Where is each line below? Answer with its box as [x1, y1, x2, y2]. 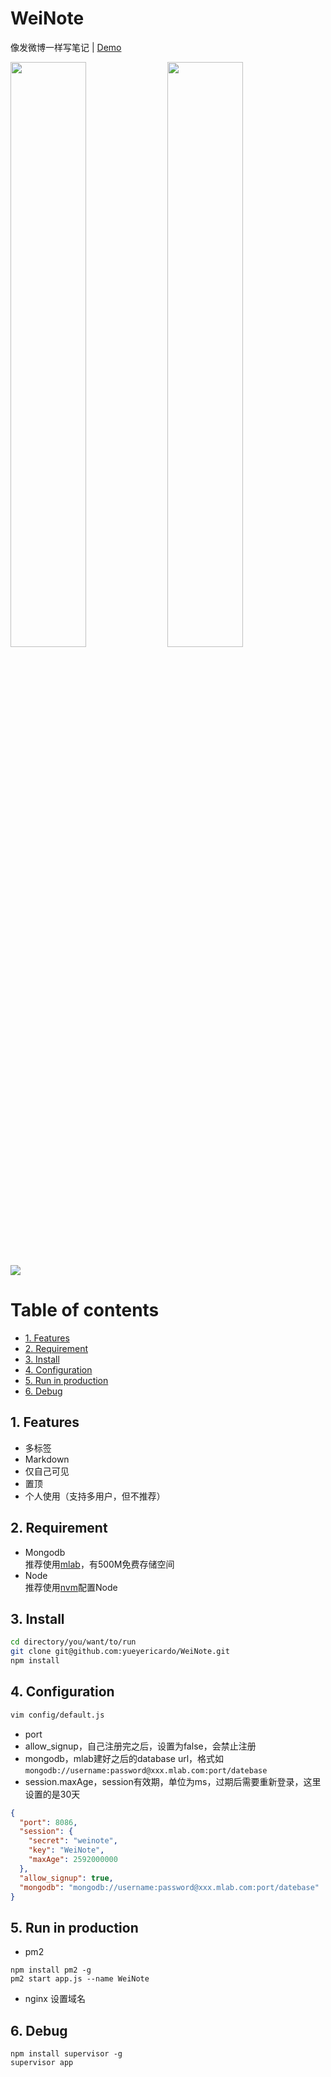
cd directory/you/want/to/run [10, 1637, 137, 1647]
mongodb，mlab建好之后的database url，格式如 [24, 1752, 225, 1764]
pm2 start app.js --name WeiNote [10, 1974, 150, 1984]
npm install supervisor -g [10, 2049, 123, 2059]
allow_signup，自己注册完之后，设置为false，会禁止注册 [24, 1740, 257, 1752]
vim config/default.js [10, 1710, 105, 1720]
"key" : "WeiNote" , [28, 1845, 105, 1856]
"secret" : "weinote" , [28, 1836, 118, 1846]
